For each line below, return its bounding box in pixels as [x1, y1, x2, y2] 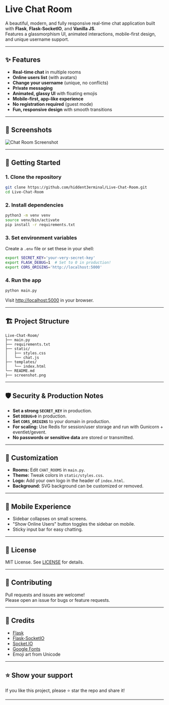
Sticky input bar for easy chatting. [12, 526, 83, 532]
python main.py [5, 288, 37, 293]
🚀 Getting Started [5, 158, 61, 167]
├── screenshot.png [5, 373, 46, 378]
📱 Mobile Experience [5, 502, 71, 511]
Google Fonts [12, 646, 41, 652]
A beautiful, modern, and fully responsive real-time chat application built [5, 20, 155, 26]
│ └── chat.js [5, 355, 39, 360]
